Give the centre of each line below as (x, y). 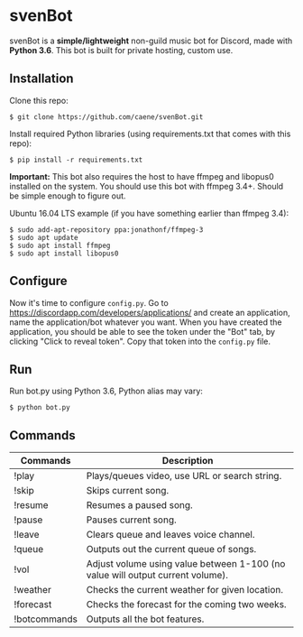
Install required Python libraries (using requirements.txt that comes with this (150, 134)
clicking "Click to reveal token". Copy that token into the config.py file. (140, 341)
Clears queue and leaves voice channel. (170, 535)
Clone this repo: (39, 100)
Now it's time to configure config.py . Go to (89, 302)
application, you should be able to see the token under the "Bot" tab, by (142, 331)
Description (188, 461)
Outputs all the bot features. (145, 619)
